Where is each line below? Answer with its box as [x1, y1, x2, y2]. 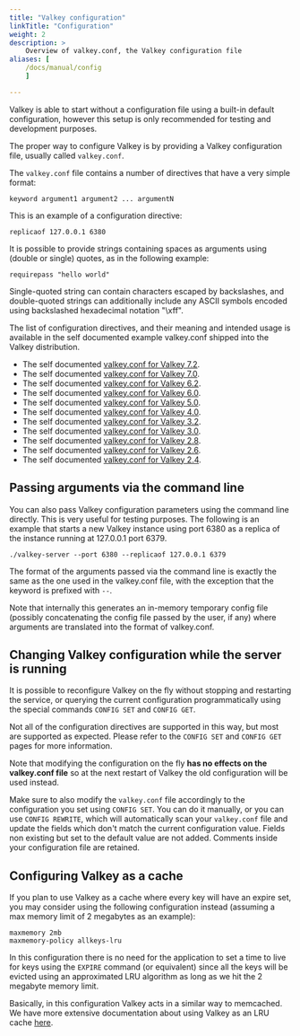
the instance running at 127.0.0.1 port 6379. [9, 532, 167, 543]
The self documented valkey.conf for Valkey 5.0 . [21, 397, 201, 408]
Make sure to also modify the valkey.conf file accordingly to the [9, 795, 246, 805]
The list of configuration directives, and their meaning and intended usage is [9, 322, 291, 333]
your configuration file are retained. [9, 842, 141, 853]
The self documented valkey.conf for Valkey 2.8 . [21, 435, 201, 445]
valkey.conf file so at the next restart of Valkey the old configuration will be [9, 768, 288, 778]
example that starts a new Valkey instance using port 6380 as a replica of [9, 522, 280, 534]
